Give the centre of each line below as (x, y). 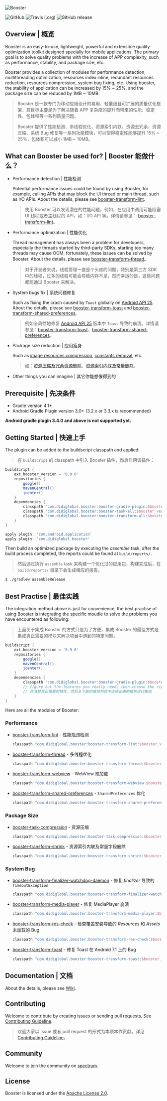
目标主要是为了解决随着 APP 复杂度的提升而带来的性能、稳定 (93, 110)
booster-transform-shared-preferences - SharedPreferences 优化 (79, 793)
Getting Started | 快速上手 (45, 438)
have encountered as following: (37, 619)
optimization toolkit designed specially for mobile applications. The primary (82, 52)
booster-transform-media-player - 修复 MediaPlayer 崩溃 (71, 904)
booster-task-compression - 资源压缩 (51, 827)
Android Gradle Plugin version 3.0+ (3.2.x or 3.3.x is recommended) (82, 411)
